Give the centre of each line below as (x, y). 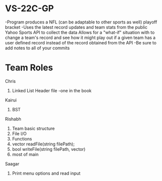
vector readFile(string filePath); (43, 144)
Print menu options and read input (46, 173)
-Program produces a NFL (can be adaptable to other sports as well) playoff (81, 22)
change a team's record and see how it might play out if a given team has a (80, 38)
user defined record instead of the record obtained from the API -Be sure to (81, 42)
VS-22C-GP (29, 9)
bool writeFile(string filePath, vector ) (49, 149)
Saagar (12, 163)
